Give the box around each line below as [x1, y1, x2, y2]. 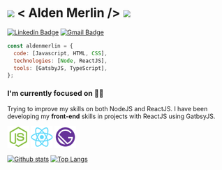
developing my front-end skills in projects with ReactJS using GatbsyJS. [7, 112, 216, 120]
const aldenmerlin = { [7, 42, 73, 50]
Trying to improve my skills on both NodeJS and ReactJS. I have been [7, 104, 208, 113]
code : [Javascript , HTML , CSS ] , [13, 50, 108, 57]
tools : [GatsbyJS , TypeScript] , [13, 64, 108, 71]
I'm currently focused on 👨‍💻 [7, 89, 104, 99]
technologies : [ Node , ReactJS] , [13, 57, 108, 64]
